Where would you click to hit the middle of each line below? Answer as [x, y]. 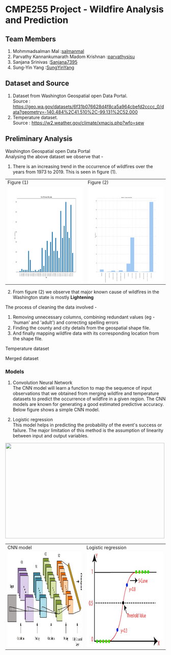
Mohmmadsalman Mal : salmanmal [48, 51]
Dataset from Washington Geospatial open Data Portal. [70, 96]
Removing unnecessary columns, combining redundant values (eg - [84, 317]
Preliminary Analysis [39, 139]
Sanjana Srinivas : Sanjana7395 [45, 62]
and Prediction [37, 20]
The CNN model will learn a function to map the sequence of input [82, 388]
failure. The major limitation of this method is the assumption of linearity [88, 430]
